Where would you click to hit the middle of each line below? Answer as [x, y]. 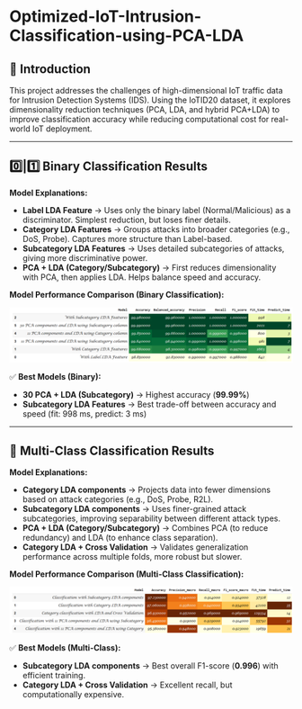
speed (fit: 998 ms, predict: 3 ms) [84, 414]
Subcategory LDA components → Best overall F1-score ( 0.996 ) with [150, 665]
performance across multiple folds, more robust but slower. [132, 557]
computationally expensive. [73, 694]
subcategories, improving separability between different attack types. [151, 518]
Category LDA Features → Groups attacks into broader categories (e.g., [156, 229]
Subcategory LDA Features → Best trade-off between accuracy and [149, 404]
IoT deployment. [62, 129]
